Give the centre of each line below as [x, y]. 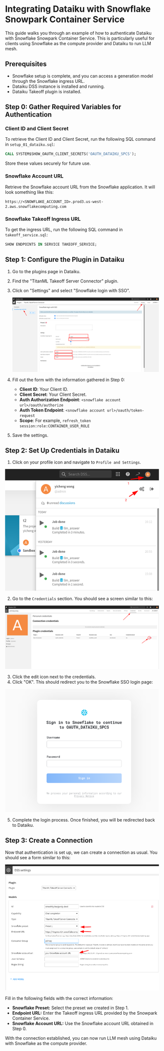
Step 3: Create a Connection [49, 840]
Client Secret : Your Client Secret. [53, 394]
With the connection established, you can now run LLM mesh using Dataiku [81, 1038]
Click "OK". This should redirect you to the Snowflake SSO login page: [82, 682]
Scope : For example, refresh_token [55, 420]
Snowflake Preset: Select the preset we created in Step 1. [70, 1008]
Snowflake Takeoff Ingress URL [43, 219]
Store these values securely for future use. [48, 163]
